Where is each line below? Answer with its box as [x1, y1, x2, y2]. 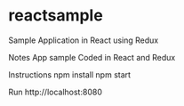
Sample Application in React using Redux [8, 35, 159, 45]
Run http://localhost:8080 [8, 86, 103, 97]
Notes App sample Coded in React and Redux [8, 52, 176, 62]
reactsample [8, 5, 103, 26]
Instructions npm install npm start [8, 69, 131, 80]
